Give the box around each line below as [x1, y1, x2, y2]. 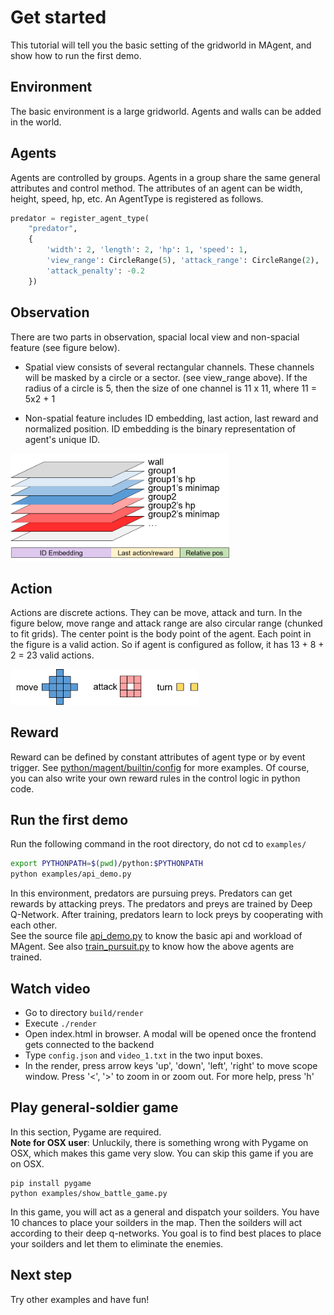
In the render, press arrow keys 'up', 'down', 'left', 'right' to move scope [24, 1059, 318, 1071]
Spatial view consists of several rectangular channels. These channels [24, 361, 315, 373]
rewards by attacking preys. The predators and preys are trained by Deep [10, 898, 313, 910]
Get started [10, 6, 107, 29]
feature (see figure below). [10, 341, 121, 353]
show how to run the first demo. [10, 49, 142, 61]
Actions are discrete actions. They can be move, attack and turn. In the [10, 607, 303, 619]
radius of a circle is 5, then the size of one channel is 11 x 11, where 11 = [24, 382, 317, 394]
